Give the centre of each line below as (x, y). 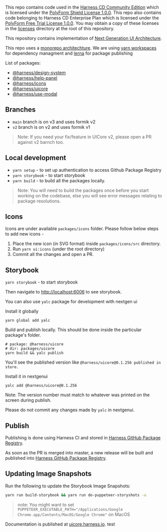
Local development (36, 158)
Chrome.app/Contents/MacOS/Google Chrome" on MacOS (73, 514)
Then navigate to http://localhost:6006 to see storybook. (63, 292)
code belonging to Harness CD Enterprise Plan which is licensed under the (82, 18)
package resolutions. (39, 201)
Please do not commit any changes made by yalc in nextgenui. (70, 410)
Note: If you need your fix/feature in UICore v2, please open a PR (84, 137)
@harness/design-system (39, 73)
